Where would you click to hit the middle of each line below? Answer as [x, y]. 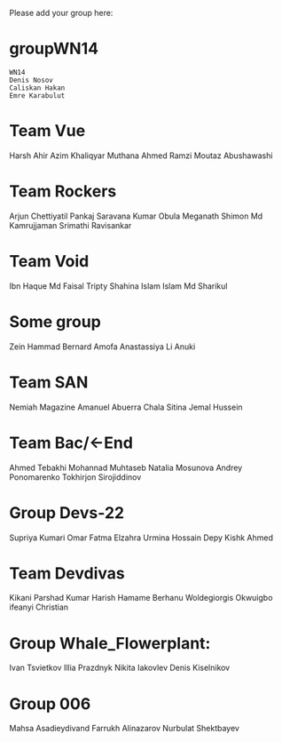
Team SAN [49, 382]
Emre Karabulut [37, 96]
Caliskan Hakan [37, 88]
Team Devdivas [67, 573]
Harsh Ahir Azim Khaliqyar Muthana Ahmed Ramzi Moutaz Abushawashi [141, 156]
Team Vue [47, 131]
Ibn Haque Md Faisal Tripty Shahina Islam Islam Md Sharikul [118, 286]
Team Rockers [63, 191]
